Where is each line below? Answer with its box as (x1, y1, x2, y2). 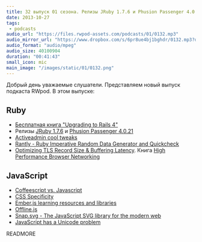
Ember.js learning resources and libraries (14, 199, 117, 206)
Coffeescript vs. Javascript (14, 187, 82, 193)
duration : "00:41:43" (6, 54, 61, 60)
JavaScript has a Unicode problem (14, 219, 101, 226)
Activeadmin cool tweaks (14, 134, 78, 141)
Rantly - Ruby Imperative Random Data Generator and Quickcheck (14, 140, 179, 147)
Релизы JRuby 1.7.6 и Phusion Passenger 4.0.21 (14, 128, 133, 135)
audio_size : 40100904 (6, 48, 61, 54)
